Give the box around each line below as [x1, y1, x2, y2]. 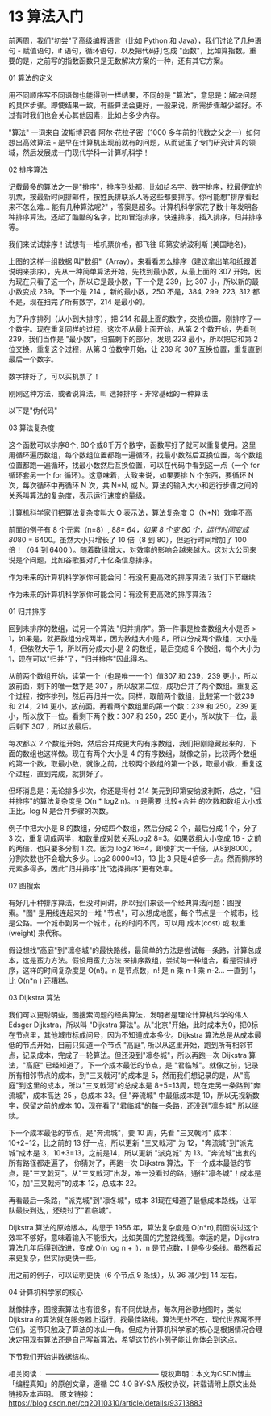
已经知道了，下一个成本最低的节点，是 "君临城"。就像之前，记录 [44, 1060, 259, 1070]
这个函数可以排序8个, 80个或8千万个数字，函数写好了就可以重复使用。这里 [8, 440, 256, 449]
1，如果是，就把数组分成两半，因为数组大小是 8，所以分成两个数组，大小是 [8, 633, 258, 643]
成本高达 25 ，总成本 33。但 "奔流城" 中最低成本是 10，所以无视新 [32, 1090, 252, 1100]
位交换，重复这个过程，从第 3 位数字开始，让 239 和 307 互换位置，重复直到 [8, 344, 263, 353]
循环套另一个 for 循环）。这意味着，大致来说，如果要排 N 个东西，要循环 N [8, 470, 254, 480]
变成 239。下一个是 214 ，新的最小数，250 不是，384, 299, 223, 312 [22, 286, 252, 296]
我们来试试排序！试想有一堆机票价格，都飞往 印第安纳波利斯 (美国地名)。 [8, 239, 252, 249]
